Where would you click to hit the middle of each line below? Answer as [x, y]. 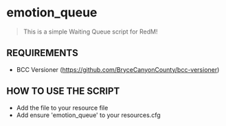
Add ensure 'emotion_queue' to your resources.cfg [88, 115]
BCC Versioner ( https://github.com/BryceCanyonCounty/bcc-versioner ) [118, 69]
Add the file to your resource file [62, 108]
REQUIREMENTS [42, 53]
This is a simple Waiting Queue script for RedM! [90, 32]
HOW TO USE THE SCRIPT [63, 91]
